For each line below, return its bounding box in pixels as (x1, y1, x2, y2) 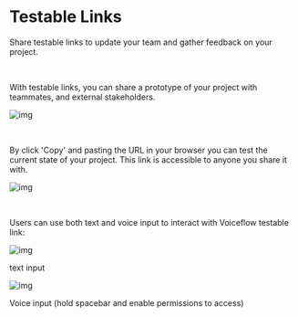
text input (9, 262, 46, 273)
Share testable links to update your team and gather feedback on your (9, 37, 273, 48)
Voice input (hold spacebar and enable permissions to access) (9, 297, 244, 308)
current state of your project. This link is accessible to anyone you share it (9, 153, 287, 165)
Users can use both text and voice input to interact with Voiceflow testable (9, 217, 290, 227)
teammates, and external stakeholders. (9, 91, 156, 102)
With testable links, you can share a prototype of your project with (9, 81, 258, 92)
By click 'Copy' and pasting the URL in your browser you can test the (9, 144, 269, 155)
